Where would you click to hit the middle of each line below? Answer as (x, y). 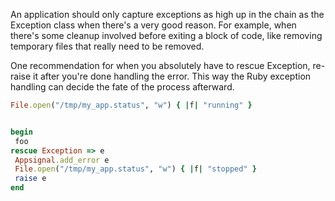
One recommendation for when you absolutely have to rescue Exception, (160, 65)
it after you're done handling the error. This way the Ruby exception (172, 76)
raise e (30, 179)
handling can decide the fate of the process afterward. (122, 87)
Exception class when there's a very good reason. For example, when (153, 25)
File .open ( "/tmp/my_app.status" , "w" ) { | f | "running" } (131, 105)
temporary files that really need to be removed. (107, 46)
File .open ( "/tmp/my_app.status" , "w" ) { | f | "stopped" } (135, 169)
